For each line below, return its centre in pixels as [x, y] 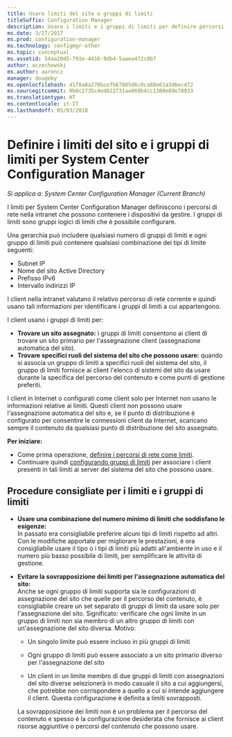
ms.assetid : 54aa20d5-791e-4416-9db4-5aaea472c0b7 [82, 59]
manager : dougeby [32, 78]
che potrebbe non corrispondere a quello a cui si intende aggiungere [126, 691]
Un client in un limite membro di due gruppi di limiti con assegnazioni [126, 676]
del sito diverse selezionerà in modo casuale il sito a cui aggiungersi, [125, 683]
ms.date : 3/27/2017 [35, 33]
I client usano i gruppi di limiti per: [55, 319]
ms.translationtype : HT [42, 98]
